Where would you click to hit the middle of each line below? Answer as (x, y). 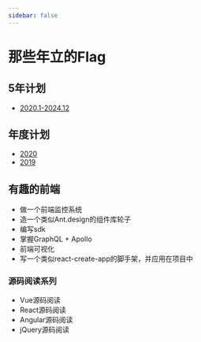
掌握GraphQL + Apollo (56, 239)
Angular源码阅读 (46, 319)
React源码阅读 (43, 310)
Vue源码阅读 (40, 299)
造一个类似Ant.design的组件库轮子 (75, 219)
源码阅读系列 (33, 281)
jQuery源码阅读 (44, 329)
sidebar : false (33, 15)
